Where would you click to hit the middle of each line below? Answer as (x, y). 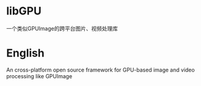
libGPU (24, 11)
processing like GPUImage (39, 76)
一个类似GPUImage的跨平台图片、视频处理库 (62, 28)
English (25, 53)
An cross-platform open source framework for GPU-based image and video (100, 70)
